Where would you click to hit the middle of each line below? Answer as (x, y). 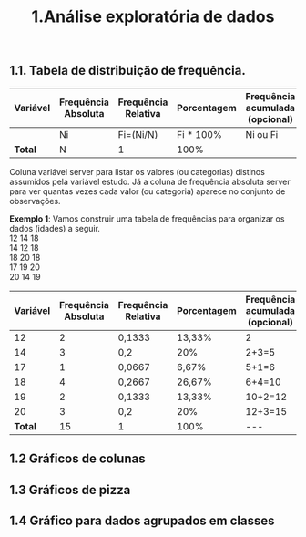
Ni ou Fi (262, 134)
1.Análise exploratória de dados (153, 17)
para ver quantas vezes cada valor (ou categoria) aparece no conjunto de (148, 191)
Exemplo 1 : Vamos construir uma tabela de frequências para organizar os (147, 218)
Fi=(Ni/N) (138, 134)
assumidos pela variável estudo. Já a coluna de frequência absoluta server (150, 181)
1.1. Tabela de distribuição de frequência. (127, 71)
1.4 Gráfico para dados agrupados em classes (142, 520)
